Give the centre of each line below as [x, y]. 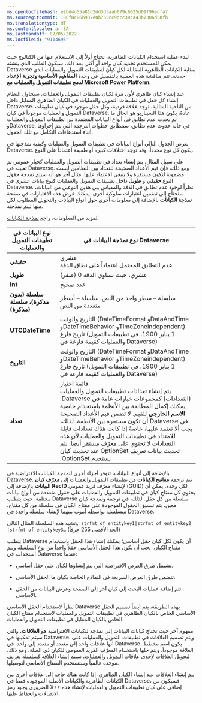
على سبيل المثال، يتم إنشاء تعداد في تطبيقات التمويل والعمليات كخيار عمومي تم [95, 162]
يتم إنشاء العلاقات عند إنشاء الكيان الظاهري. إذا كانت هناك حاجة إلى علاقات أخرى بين [101, 674]
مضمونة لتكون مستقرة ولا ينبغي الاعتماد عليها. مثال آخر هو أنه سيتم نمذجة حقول [96, 174]
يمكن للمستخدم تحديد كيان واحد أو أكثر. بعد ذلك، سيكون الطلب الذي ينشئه [90, 63]
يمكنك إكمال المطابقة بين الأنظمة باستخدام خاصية [123, 406]
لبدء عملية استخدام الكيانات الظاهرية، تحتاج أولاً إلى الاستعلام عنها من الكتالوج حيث [98, 57]
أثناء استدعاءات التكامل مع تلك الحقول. [50, 132]
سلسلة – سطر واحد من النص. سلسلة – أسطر [118, 298]
